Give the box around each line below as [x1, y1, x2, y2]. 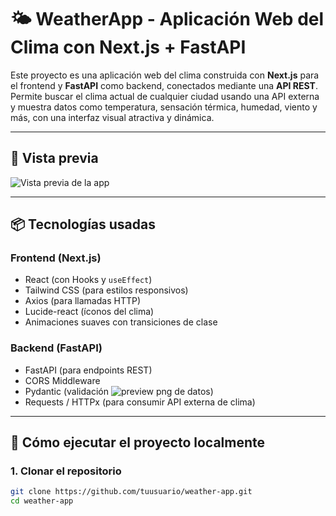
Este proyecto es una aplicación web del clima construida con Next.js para [10, 69, 320, 81]
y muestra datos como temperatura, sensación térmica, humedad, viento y [10, 101, 318, 113]
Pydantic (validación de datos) [24, 385, 214, 397]
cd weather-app [10, 496, 74, 506]
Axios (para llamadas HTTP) [24, 295, 142, 307]
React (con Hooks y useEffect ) [24, 274, 153, 286]
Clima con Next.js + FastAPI [10, 36, 247, 59]
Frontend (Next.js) [10, 251, 102, 265]
